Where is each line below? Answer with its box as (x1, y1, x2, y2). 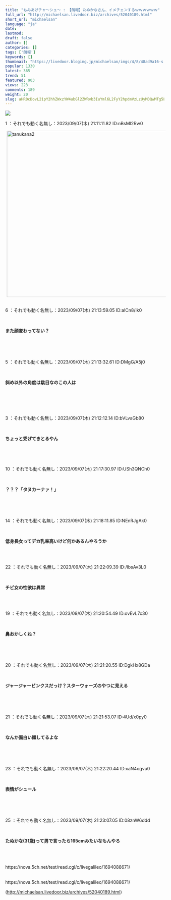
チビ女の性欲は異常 (5, 585, 45, 591)
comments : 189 (5, 87, 35, 92)
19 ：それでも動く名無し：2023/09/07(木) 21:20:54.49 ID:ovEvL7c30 (5, 610, 148, 616)
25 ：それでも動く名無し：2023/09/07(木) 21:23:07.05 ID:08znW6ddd (5, 817, 150, 823)
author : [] (5, 40, 28, 45)
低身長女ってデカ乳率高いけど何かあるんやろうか (5, 538, 107, 544)
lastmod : (5, 31, 24, 36)
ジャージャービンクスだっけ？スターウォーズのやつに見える (5, 682, 128, 689)
